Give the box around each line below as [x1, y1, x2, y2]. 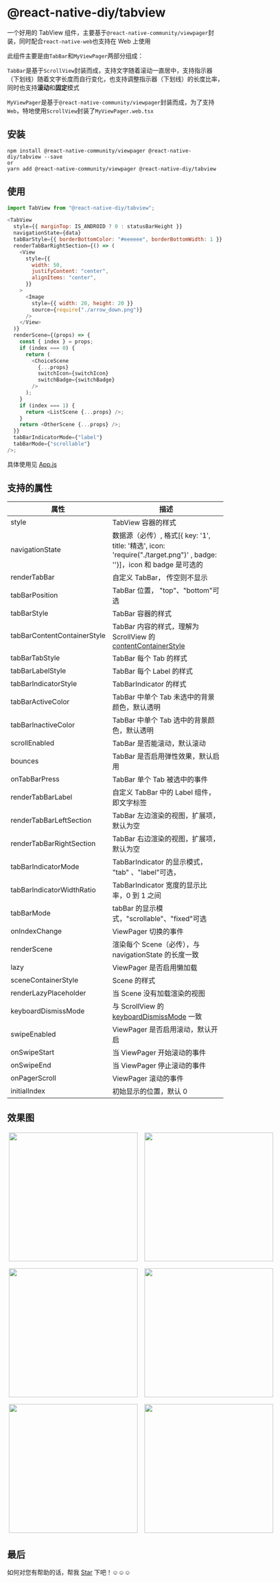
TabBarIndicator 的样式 [112, 679, 187, 689]
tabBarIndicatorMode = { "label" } [13, 434, 103, 441]
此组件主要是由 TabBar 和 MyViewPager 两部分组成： [7, 52, 144, 60]
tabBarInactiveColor [10, 720, 75, 729]
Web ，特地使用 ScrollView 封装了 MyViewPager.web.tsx [7, 107, 154, 115]
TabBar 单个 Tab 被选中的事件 [112, 775, 208, 784]
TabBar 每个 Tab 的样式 [112, 653, 187, 663]
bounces [10, 756, 39, 766]
